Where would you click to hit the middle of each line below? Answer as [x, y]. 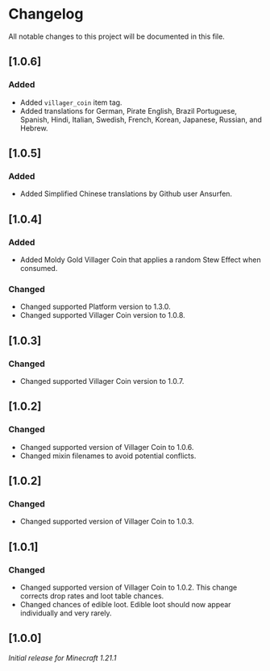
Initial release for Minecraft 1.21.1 [62, 657]
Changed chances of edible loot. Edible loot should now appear [125, 605]
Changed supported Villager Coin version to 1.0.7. [102, 381]
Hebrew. [34, 128]
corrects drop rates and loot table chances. [92, 596]
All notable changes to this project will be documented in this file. [117, 36]
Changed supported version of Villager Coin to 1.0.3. [107, 522]
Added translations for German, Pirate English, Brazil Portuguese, [129, 110]
